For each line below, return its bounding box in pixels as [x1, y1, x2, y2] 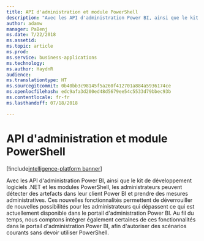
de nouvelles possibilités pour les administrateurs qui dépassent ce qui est [6, 202, 195, 210]
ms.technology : [6, 60, 45, 66]
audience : [6, 72, 32, 78]
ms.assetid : [6, 37, 37, 43]
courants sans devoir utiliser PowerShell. [6, 229, 109, 236]
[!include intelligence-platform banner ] [6, 165, 102, 172]
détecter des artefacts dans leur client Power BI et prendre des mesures [6, 190, 189, 197]
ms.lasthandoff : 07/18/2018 [6, 100, 78, 106]
